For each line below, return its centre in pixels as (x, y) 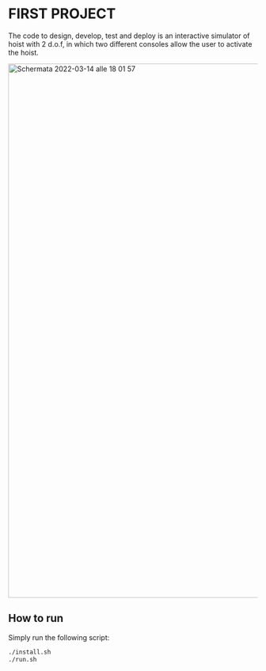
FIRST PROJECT (62, 14)
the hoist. (24, 52)
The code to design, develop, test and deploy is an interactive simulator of (129, 36)
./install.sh (30, 652)
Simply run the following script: (59, 637)
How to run (36, 618)
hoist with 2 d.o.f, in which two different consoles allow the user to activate (130, 44)
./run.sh (23, 659)
